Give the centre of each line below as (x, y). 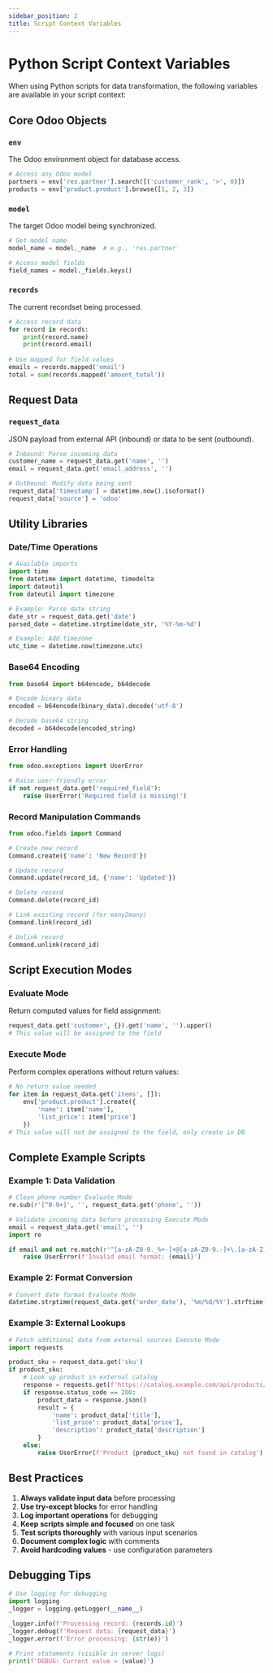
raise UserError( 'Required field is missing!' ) (105, 796)
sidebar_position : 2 (43, 16)
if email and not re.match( (56, 1249)
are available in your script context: (67, 95)
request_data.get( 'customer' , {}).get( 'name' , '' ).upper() (110, 1026)
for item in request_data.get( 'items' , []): (85, 1094)
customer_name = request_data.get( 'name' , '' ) (89, 461)
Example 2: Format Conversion (70, 1278)
